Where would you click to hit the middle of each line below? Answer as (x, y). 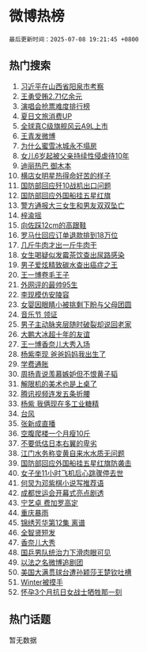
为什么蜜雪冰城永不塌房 (58, 146)
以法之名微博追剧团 (52, 562)
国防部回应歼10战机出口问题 (66, 185)
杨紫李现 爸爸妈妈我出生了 (63, 354)
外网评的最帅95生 (49, 284)
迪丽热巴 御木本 (46, 165)
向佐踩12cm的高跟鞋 (53, 225)
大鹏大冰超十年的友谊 (55, 334)
